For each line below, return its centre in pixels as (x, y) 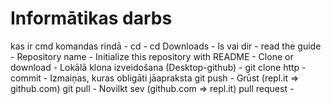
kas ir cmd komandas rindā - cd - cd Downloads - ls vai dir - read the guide (166, 46)
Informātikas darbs (91, 18)
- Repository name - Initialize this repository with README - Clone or (152, 56)
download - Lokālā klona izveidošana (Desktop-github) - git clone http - (158, 67)
